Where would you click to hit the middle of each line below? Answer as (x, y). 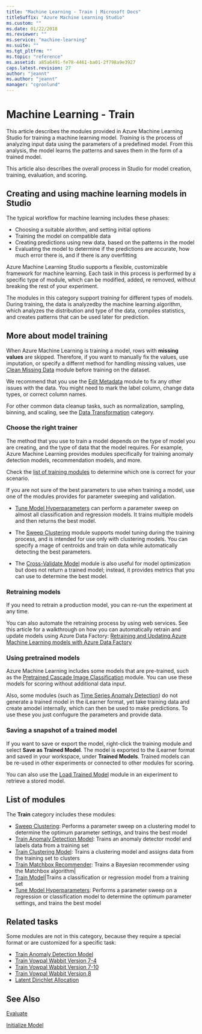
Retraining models (34, 591)
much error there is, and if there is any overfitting (76, 255)
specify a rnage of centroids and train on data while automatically (96, 545)
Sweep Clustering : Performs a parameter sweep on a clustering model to (105, 826)
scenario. (18, 478)
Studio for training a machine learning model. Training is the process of (94, 137)
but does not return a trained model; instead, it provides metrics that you (105, 570)
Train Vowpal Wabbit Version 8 (53, 974)
